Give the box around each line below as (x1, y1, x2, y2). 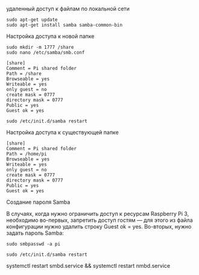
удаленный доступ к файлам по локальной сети (6, 5, 130, 12)
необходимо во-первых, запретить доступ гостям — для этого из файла (6, 217, 193, 224)
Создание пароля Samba (6, 198, 71, 206)
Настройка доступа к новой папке (6, 33, 95, 40)
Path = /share (6, 71, 42, 77)
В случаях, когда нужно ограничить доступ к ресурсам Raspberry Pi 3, (6, 210, 189, 217)
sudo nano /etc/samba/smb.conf (6, 49, 85, 55)
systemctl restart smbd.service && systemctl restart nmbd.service (6, 262, 171, 269)
